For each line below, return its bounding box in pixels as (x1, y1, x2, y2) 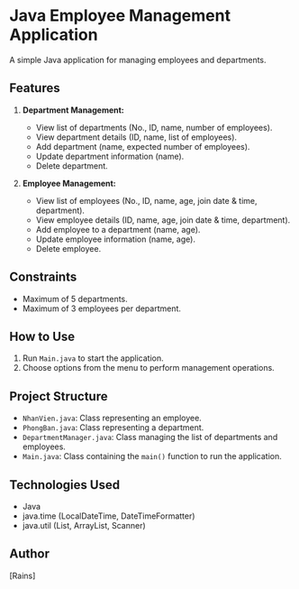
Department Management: (22, 105, 124, 115)
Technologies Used (9, 477, 120, 492)
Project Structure (9, 389, 108, 404)
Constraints (9, 270, 77, 285)
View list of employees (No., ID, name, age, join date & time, (35, 195, 258, 206)
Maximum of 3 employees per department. (22, 303, 182, 314)
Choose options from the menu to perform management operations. (22, 363, 275, 373)
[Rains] (9, 570, 36, 581)
